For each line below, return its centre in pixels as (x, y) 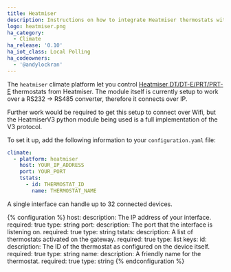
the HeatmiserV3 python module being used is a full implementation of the (112, 119)
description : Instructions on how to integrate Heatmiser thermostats (110, 20)
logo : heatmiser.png (37, 26)
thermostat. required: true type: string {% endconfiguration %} (96, 261)
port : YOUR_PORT (43, 172)
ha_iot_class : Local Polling (49, 52)
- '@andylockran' (38, 65)
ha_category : (26, 33)
